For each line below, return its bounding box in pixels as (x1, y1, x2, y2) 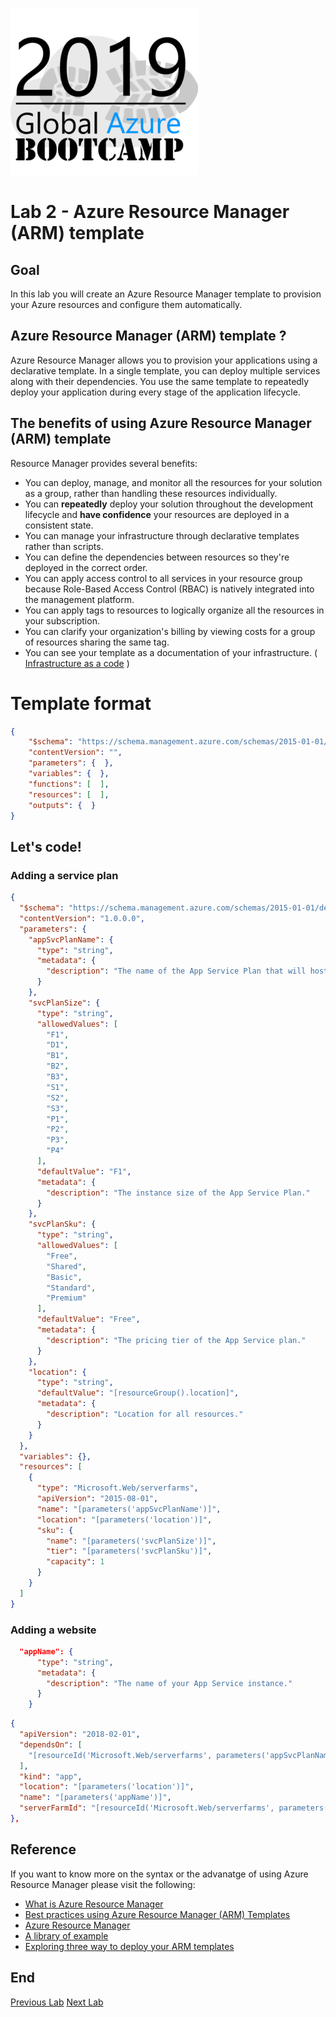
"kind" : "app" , (19, 1771, 83, 1782)
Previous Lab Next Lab (10, 1996, 104, 2008)
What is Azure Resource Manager (24, 1898, 164, 1910)
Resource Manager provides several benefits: (10, 457, 198, 469)
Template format (10, 692, 152, 715)
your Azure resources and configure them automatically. (10, 299, 243, 310)
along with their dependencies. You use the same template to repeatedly (10, 375, 310, 387)
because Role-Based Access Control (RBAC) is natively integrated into (24, 583, 315, 595)
